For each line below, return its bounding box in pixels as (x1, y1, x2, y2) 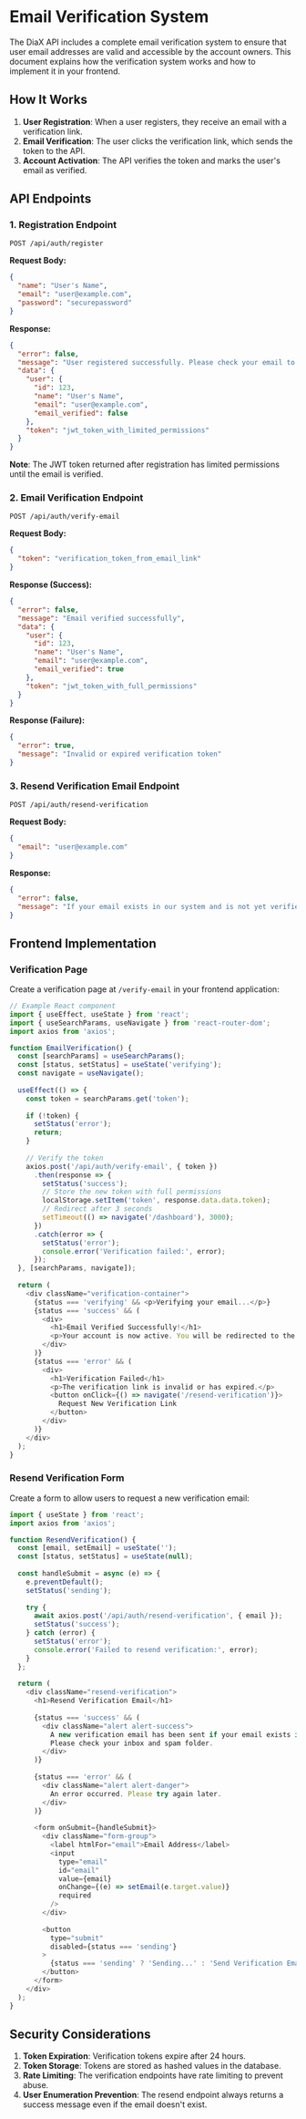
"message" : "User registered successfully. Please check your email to (17, 357, 296, 367)
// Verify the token (25, 1153, 104, 1163)
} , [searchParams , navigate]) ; (17, 1264, 137, 1273)
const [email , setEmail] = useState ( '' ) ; (17, 1544, 178, 1553)
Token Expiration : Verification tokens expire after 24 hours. (22, 2051, 246, 2062)
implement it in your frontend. (9, 66, 121, 77)
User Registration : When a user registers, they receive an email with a (22, 116, 287, 127)
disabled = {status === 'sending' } (49, 1942, 178, 1951)
